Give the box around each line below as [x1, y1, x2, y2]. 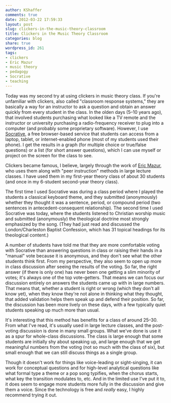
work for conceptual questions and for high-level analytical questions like [5, 365, 159, 371]
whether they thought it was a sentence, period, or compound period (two [5, 199, 161, 205]
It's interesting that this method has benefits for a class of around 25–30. [5, 317, 158, 323]
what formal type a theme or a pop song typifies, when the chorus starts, [5, 370, 159, 376]
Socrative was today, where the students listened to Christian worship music [5, 210, 166, 216]
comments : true [5, 12, 38, 17]
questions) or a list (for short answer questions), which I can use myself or [5, 147, 161, 153]
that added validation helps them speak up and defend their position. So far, [5, 296, 164, 302]
